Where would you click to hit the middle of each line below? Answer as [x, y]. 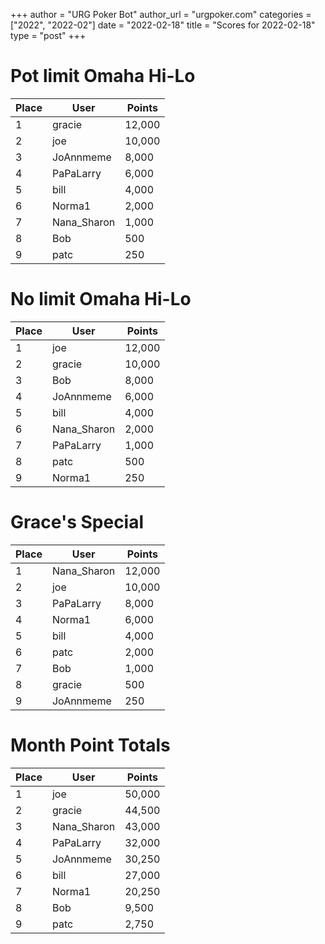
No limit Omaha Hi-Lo [101, 299]
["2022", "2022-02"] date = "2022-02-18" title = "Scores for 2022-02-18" [163, 25]
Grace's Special [77, 522]
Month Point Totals [90, 745]
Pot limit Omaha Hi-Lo [103, 76]
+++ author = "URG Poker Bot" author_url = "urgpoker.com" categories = [161, 14]
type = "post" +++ [48, 35]
